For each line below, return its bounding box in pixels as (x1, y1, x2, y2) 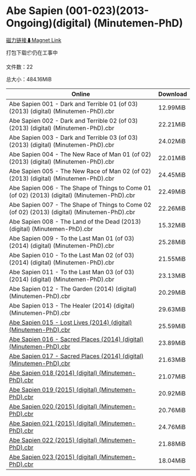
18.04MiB (158, 456, 186, 464)
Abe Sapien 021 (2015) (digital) (9, 419, 98, 427)
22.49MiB (158, 187, 186, 195)
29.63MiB (158, 305, 186, 313)
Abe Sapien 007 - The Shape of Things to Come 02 (9, 201, 152, 209)
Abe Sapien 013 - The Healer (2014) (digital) (9, 301, 135, 309)
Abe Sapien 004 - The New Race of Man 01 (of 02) (9, 150, 152, 158)
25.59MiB (158, 322, 186, 330)
